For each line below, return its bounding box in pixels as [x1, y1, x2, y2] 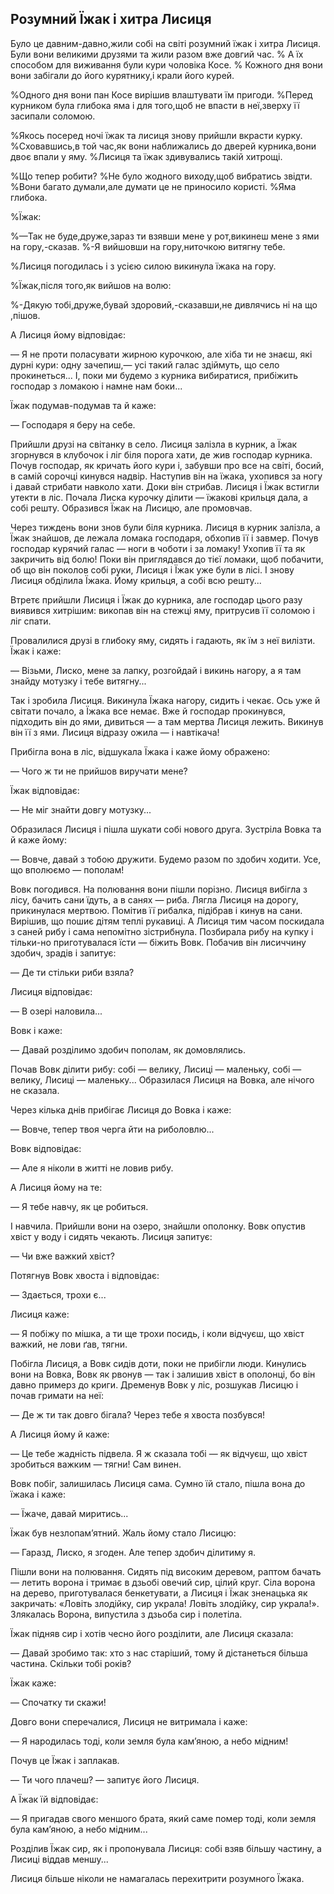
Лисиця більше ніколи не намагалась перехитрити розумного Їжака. [10, 1872, 305, 1884]
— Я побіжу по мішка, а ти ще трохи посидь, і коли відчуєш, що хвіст [10, 1327, 305, 1339]
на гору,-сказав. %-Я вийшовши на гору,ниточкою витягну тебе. [10, 240, 286, 252]
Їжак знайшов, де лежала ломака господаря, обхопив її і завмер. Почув [10, 532, 319, 544]
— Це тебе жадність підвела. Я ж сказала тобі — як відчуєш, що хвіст [10, 1447, 308, 1459]
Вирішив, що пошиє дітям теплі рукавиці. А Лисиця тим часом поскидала [10, 915, 325, 927]
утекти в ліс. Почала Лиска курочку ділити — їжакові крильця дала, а [10, 491, 308, 503]
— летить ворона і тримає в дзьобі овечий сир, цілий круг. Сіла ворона [10, 1576, 316, 1588]
